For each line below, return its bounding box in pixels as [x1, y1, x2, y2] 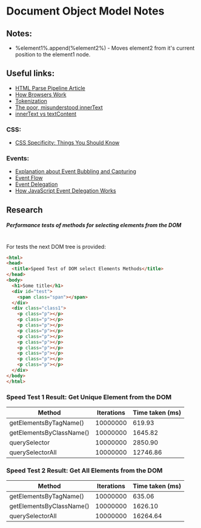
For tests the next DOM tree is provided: [6, 243, 106, 250]
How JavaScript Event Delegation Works [15, 187, 116, 194]
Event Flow [15, 174, 44, 182]
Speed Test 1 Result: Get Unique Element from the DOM [6, 392, 172, 401]
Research [6, 205, 44, 215]
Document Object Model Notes [6, 4, 165, 18]
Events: [6, 154, 29, 163]
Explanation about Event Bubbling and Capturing [15, 168, 136, 175]
